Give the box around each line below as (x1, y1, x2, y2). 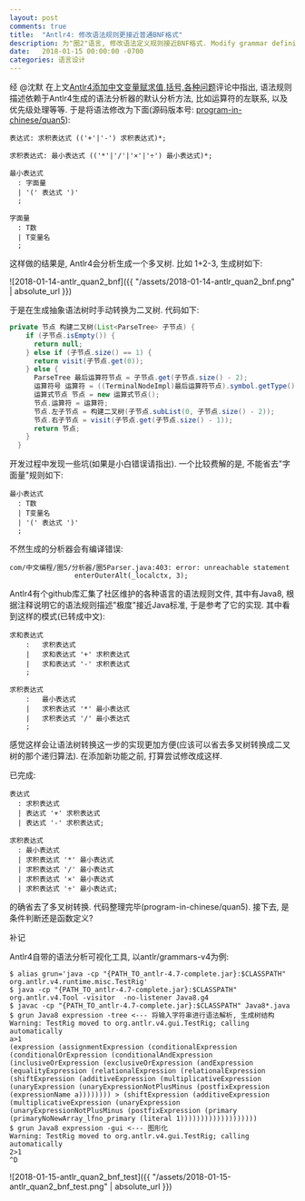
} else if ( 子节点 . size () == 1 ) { (25, 348, 152, 357)
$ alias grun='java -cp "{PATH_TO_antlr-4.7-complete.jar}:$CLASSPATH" (9, 970, 286, 979)
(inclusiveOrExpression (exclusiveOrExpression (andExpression (9, 1058, 254, 1068)
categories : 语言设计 (9, 55, 86, 64)
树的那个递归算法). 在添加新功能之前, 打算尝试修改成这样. (9, 751, 223, 762)
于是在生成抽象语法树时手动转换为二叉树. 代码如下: (9, 305, 200, 315)
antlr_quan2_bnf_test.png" (9, 1181, 108, 1192)
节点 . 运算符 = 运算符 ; (33, 399, 109, 408)
